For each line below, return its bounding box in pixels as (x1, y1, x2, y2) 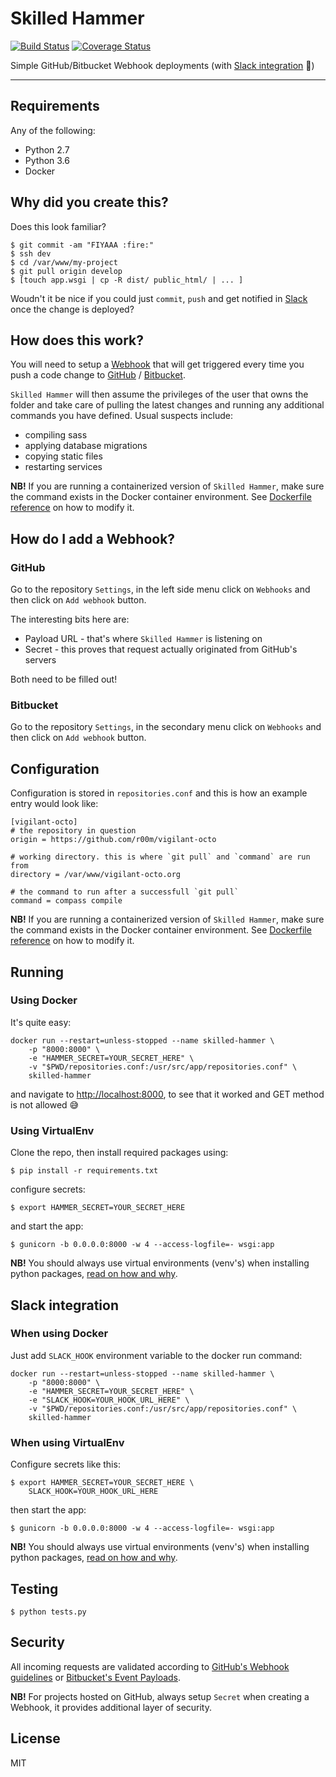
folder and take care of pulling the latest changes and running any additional (10, 399, 325, 411)
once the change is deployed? (10, 303, 135, 315)
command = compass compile (10, 896, 123, 906)
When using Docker (10, 1327, 109, 1341)
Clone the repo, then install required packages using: (10, 1147, 229, 1159)
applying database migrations (24, 440, 148, 452)
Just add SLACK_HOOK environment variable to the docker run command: (10, 1349, 303, 1361)
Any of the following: (10, 124, 96, 136)
